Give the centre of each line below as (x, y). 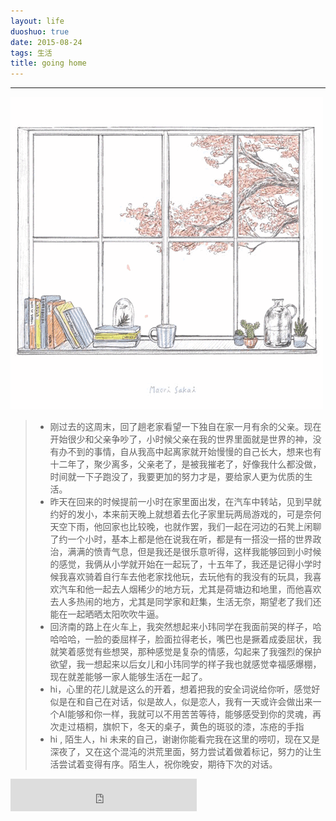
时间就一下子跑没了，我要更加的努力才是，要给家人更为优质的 (177, 477)
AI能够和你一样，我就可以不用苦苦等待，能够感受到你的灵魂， (185, 714)
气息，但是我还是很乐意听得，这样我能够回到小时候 (216, 552)
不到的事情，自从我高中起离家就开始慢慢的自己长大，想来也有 (194, 452)
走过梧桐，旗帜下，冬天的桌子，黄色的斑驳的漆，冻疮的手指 (181, 727)
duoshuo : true (40, 31)
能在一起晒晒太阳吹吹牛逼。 (107, 614)
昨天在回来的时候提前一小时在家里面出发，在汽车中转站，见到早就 (185, 502)
